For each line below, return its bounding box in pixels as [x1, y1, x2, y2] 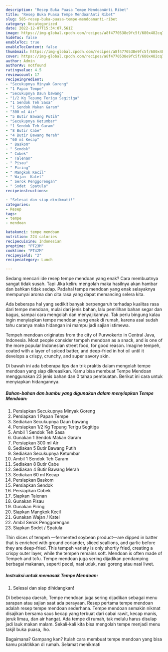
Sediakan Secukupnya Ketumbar [12, 450, 80, 457]
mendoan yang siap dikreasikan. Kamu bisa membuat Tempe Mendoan [5, 368, 152, 374]
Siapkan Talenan [12, 493, 47, 499]
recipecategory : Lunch [5, 258, 53, 263]
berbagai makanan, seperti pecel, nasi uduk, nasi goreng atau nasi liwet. [5, 561, 155, 567]
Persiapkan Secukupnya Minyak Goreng [12, 408, 95, 414]
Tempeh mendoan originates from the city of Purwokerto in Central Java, [5, 332, 156, 338]
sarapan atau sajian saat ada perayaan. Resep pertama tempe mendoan [5, 600, 154, 606]
